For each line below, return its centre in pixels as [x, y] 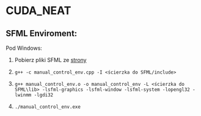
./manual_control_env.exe [47, 107]
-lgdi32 [44, 95]
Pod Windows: [24, 48]
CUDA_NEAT [38, 11]
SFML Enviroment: [42, 33]
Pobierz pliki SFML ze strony [50, 60]
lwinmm [23, 95]
